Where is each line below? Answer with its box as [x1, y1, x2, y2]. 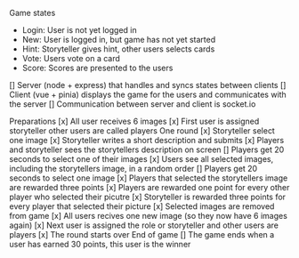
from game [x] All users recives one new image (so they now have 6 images [9, 211, 287, 221]
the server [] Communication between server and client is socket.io [9, 99, 256, 109]
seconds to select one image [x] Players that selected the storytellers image [9, 173, 288, 183]
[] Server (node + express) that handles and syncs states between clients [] [9, 80, 287, 90]
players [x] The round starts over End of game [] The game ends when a [9, 230, 275, 239]
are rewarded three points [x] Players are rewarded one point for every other [9, 182, 290, 192]
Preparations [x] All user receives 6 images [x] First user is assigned [9, 116, 260, 126]
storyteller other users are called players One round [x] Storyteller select [9, 125, 276, 136]
